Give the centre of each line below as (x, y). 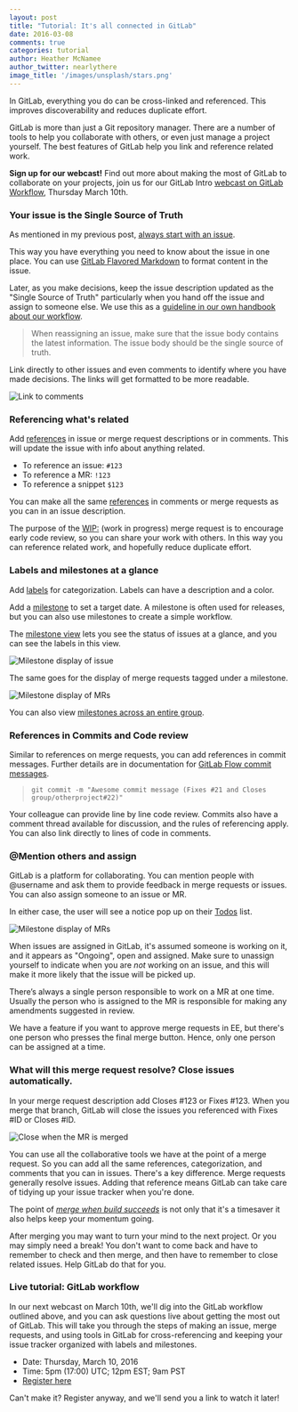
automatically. (41, 1081)
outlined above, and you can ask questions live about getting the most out (145, 1316)
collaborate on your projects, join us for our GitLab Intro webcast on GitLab (146, 183)
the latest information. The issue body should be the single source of (157, 343)
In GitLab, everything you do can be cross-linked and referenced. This (138, 101)
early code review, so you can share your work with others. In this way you (146, 538)
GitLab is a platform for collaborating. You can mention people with (132, 876)
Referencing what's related (69, 419)
